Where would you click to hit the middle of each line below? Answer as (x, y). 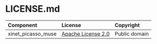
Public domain (132, 34)
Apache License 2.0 (85, 34)
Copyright (127, 25)
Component (23, 25)
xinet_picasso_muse (32, 34)
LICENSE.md (33, 9)
